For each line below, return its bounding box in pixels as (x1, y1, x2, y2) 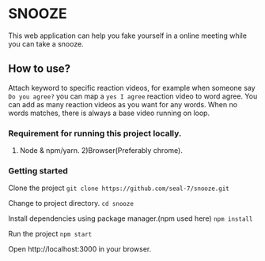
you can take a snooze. (8, 39, 85, 48)
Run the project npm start (8, 229, 93, 239)
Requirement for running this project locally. (8, 128, 182, 139)
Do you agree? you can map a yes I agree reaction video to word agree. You (8, 91, 258, 101)
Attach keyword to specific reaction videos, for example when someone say (8, 83, 256, 92)
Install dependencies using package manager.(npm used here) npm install (8, 214, 253, 223)
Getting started (8, 165, 69, 176)
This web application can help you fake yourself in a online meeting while (8, 31, 248, 40)
